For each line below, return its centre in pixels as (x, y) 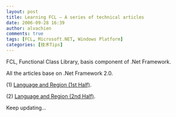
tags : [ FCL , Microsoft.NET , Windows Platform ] (65, 39)
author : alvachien (29, 28)
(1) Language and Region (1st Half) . (49, 84)
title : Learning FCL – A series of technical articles (75, 17)
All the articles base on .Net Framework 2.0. (60, 73)
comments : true (25, 34)
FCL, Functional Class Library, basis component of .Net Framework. (89, 61)
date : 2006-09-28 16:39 (36, 23)
